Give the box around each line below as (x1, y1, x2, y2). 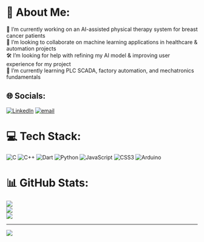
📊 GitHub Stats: (6, 176, 89, 190)
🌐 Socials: (6, 91, 46, 101)
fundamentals (6, 73, 41, 81)
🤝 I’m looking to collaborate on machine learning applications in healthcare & (6, 38, 198, 45)
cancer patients (6, 32, 46, 39)
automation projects (6, 45, 56, 52)
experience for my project (6, 60, 71, 67)
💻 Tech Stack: (6, 129, 81, 143)
